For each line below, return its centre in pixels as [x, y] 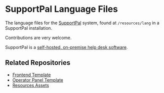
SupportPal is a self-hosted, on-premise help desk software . [66, 47]
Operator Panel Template [38, 80]
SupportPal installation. [29, 28]
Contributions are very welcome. [38, 38]
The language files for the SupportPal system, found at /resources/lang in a [82, 23]
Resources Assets [31, 85]
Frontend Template [31, 75]
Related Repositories [38, 63]
